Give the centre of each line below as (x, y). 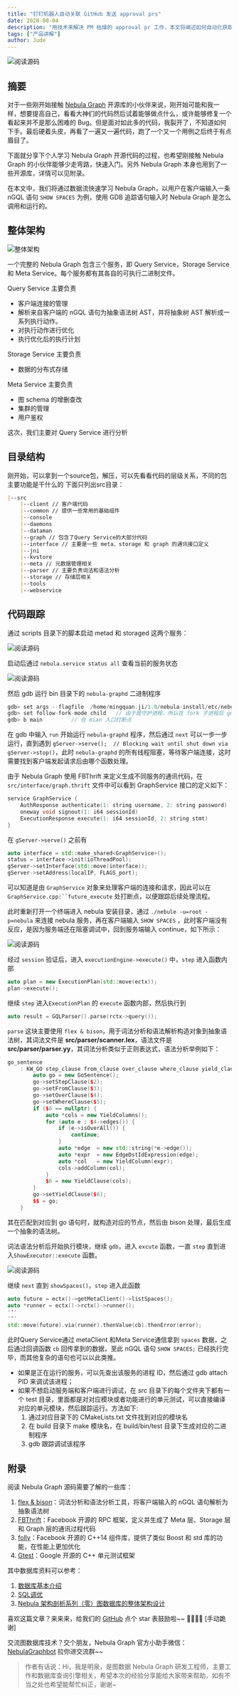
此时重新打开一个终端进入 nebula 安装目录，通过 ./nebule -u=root (105, 911)
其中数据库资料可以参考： (45, 1570)
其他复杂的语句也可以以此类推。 (73, 1358)
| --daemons (36, 524)
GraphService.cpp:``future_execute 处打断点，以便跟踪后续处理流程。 (111, 896)
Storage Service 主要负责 (44, 354)
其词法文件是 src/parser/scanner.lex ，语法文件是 (99, 1040)
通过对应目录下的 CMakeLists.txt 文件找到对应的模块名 (108, 1417)
